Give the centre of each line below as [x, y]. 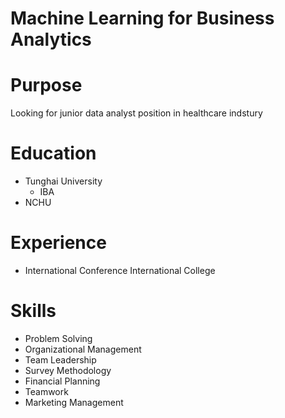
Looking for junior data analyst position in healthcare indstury [136, 113]
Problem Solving [58, 338]
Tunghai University [63, 181]
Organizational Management [83, 349]
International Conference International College [120, 270]
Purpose [46, 85]
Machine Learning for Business [142, 18]
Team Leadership [60, 359]
